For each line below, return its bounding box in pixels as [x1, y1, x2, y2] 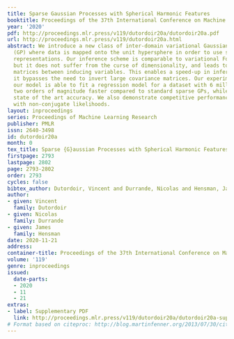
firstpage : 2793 [7, 152, 54, 160]
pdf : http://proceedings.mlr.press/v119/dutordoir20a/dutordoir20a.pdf [7, 29, 219, 37]
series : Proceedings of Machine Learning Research [7, 113, 157, 120]
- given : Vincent [7, 198, 58, 205]
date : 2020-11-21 [7, 237, 58, 244]
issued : [7, 269, 30, 276]
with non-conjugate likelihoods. [13, 101, 111, 108]
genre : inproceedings [7, 262, 70, 269]
